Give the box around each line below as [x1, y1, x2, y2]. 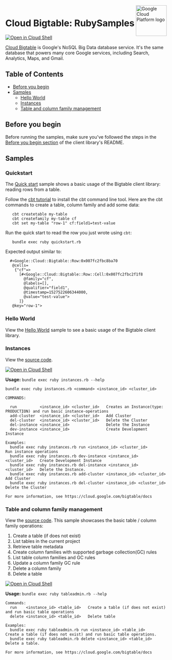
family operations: [5, 523, 44, 529]
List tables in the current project [12, 538, 80, 544]
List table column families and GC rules [12, 555, 96, 561]
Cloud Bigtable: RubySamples [5, 17, 135, 29]
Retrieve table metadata [12, 544, 63, 550]
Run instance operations [5, 449, 58, 454]
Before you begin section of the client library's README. [5, 139, 124, 145]
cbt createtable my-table [12, 212, 68, 217]
